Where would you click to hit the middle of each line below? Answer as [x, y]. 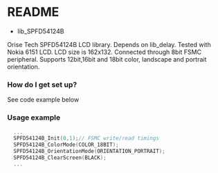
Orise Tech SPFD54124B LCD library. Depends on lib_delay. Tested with [109, 44]
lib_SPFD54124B [40, 31]
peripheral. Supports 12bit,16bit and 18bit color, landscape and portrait [107, 59]
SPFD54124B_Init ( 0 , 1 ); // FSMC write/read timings [86, 138]
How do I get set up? [42, 84]
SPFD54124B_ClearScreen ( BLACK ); [60, 158]
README [33, 12]
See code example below [43, 100]
